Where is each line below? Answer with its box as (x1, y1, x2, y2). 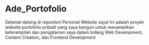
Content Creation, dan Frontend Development (5, 34, 96, 40)
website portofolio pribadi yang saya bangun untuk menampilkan (5, 24, 134, 30)
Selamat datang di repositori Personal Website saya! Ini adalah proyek (5, 19, 144, 25)
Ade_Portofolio (5, 3, 67, 14)
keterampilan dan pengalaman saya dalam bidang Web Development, (5, 29, 143, 35)
